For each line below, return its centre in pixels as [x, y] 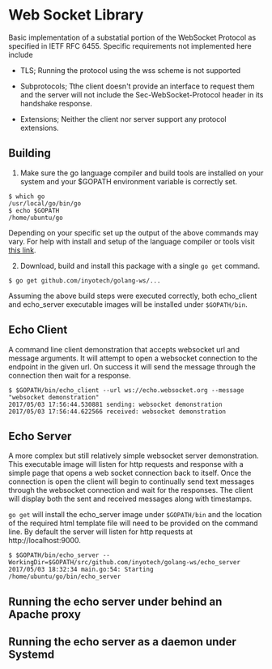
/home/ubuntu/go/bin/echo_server [65, 577]
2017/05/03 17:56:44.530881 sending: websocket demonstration [115, 404]
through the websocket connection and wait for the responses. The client [131, 490]
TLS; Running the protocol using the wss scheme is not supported [130, 70]
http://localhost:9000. [45, 541]
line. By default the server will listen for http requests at [100, 532]
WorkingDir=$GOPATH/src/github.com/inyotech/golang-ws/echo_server [125, 563]
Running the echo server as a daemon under [123, 642]
